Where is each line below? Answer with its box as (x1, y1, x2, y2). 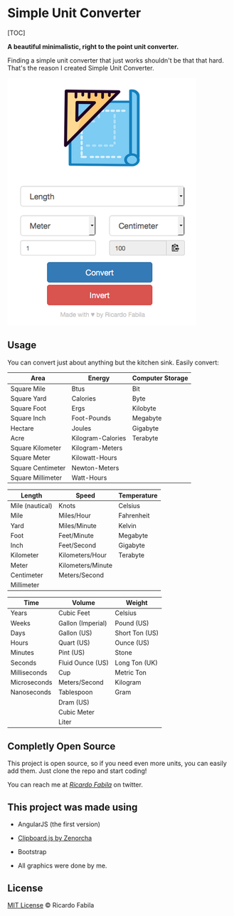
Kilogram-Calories (71, 433, 127, 442)
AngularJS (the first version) (17, 820, 101, 828)
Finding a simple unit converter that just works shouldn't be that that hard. (7, 56, 224, 65)
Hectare (10, 423, 34, 432)
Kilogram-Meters (71, 443, 123, 452)
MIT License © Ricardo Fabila (7, 900, 95, 909)
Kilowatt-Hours (71, 453, 117, 462)
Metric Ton (115, 668, 147, 677)
